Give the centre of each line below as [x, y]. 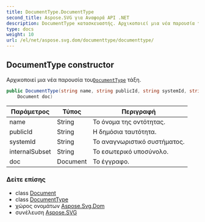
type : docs [20, 29]
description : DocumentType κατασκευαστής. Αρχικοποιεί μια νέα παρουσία [101, 23]
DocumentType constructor [60, 65]
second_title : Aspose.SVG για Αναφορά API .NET [68, 18]
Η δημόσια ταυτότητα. [124, 132]
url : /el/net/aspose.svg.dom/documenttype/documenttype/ [80, 40]
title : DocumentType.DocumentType [50, 12]
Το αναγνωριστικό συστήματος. [138, 141]
